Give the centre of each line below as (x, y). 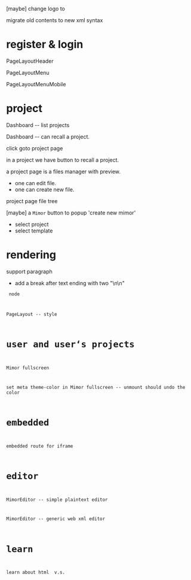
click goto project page (35, 148)
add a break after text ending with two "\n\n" (70, 283)
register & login (45, 45)
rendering (31, 255)
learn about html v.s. (36, 573)
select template (34, 231)
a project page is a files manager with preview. (64, 171)
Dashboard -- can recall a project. (48, 137)
